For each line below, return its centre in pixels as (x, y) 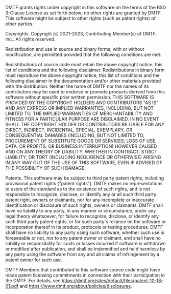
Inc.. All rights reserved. (30, 39)
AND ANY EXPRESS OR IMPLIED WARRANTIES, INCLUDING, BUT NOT (80, 108)
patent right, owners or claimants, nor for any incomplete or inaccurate (80, 200)
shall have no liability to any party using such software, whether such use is (85, 232)
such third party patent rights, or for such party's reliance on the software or (86, 222)
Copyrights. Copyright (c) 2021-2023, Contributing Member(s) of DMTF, (81, 34)
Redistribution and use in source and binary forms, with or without (75, 49)
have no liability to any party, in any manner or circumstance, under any (81, 211)
